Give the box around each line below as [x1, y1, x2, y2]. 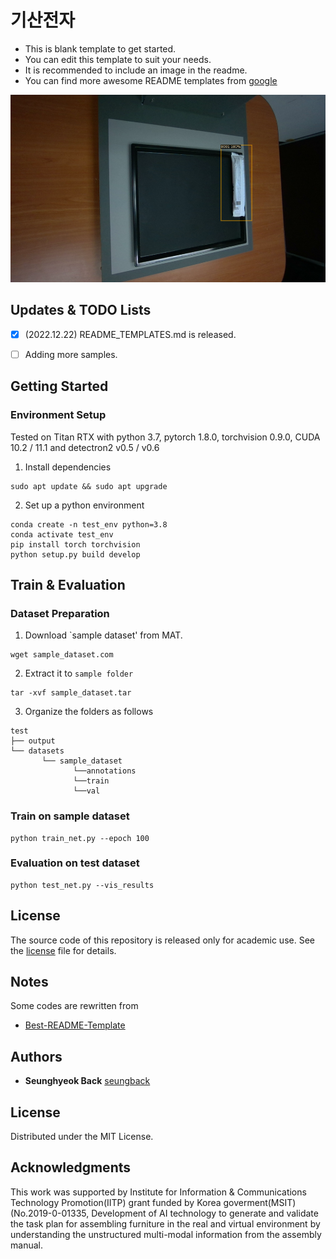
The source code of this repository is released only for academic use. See [10, 934, 315, 946]
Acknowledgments [10, 1159, 132, 1176]
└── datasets [10, 746, 65, 756]
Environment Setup [10, 408, 107, 422]
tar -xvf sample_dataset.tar [10, 688, 132, 698]
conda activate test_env [10, 529, 114, 540]
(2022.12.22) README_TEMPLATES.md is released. [24, 328, 237, 340]
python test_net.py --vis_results [10, 880, 155, 890]
